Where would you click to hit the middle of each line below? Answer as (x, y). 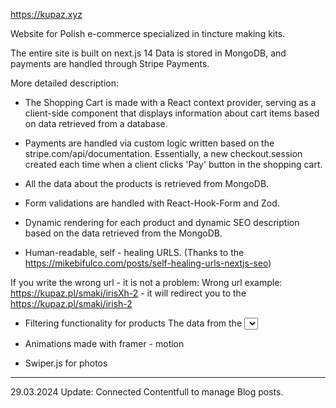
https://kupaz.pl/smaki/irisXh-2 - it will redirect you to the (128, 293)
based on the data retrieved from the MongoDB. (123, 233)
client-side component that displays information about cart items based (172, 113)
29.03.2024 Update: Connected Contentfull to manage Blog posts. (147, 392)
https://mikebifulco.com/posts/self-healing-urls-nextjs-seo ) (148, 263)
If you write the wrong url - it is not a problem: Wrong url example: (146, 282)
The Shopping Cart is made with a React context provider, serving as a (170, 102)
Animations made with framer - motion (104, 343)
